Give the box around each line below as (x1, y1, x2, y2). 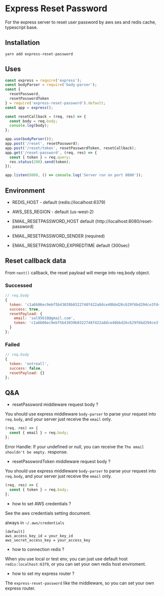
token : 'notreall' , (9, 361, 49, 367)
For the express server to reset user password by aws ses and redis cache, (5, 19, 157, 25)
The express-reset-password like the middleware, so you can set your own (5, 580, 155, 586)
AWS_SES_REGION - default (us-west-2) (12, 209, 94, 215)
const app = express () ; (5, 105, 54, 110)
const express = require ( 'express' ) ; (5, 78, 82, 83)
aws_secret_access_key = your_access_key (5, 538, 91, 543)
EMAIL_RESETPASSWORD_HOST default (12, 219, 94, 224)
